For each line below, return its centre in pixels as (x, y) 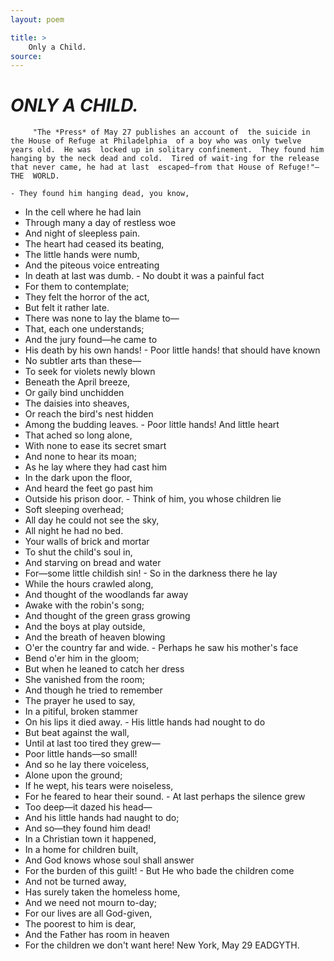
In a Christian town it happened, (90, 839)
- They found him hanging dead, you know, (100, 194)
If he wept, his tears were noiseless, (99, 786)
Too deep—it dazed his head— (88, 807)
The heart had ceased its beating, (94, 244)
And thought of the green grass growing (107, 616)
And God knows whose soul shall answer (109, 860)
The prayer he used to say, (80, 701)
